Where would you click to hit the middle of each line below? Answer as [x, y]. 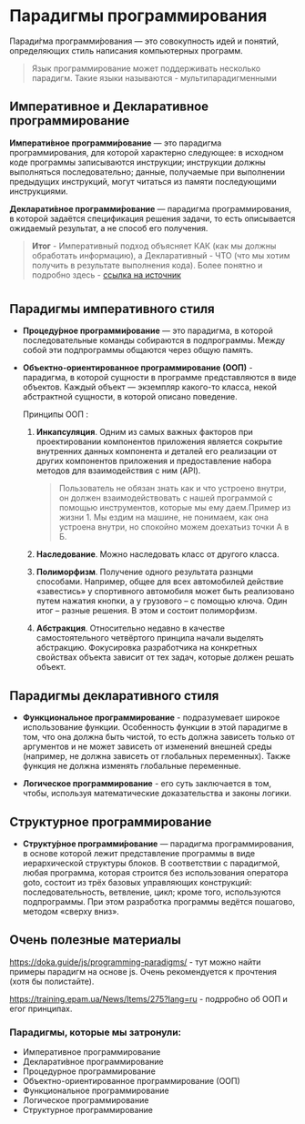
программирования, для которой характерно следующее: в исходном [147, 152]
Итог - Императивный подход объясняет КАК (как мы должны [154, 246]
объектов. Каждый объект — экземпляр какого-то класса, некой [150, 387]
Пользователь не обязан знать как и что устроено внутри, [173, 489]
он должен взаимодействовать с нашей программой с [166, 498]
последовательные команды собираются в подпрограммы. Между [153, 340]
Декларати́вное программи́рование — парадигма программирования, [150, 208]
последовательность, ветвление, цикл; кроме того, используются [152, 892]
